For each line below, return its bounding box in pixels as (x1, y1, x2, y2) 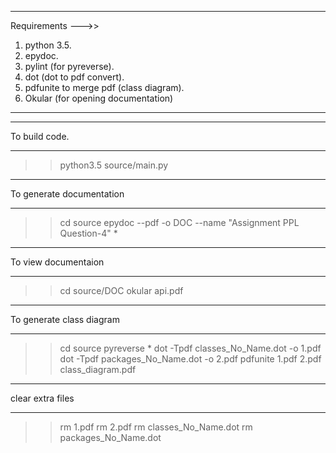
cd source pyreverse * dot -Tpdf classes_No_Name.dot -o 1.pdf (59, 342, 322, 354)
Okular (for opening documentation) (24, 92, 174, 104)
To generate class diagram (10, 314, 120, 325)
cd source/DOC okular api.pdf (59, 285, 184, 296)
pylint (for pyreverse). (24, 61, 115, 72)
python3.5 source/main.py (59, 159, 169, 171)
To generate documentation (10, 188, 125, 200)
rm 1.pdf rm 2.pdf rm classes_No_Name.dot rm (59, 421, 253, 433)
